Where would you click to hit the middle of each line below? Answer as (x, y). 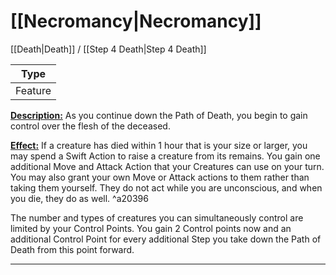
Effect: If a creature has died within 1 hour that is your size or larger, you (159, 145)
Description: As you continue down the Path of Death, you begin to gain (159, 115)
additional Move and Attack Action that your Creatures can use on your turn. (167, 166)
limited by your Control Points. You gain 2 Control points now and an (151, 228)
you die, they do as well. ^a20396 (79, 198)
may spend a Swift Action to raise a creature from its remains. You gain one (165, 156)
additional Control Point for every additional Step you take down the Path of (166, 239)
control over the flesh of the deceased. (90, 126)
